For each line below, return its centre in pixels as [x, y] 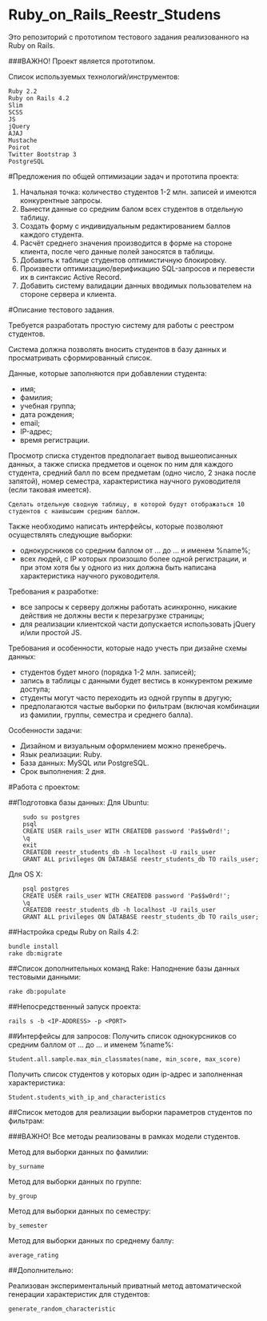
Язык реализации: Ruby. [61, 754]
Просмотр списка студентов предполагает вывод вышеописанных [123, 456]
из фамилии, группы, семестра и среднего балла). [106, 715]
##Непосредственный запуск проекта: [75, 1006]
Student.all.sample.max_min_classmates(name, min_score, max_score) [125, 1059]
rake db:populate [37, 991]
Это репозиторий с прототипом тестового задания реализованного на [129, 37]
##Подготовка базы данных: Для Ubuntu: [79, 802]
